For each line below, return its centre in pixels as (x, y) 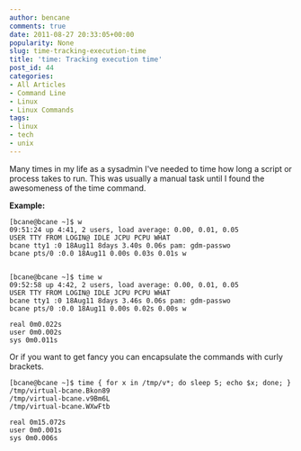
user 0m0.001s (36, 430)
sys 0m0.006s (34, 437)
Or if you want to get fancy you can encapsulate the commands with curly (146, 356)
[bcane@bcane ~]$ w (46, 221)
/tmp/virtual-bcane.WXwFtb (60, 406)
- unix (22, 143)
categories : (31, 77)
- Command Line (38, 93)
